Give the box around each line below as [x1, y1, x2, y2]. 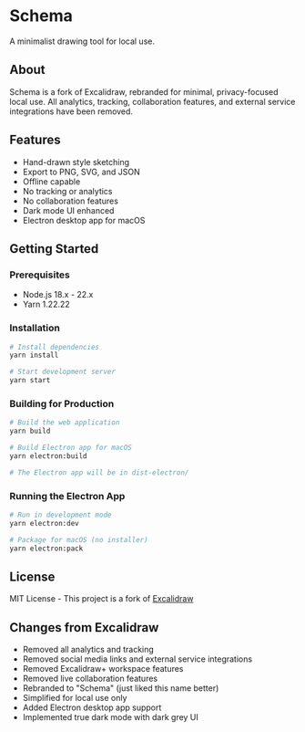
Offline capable [22, 175, 81, 187]
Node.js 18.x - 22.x [22, 289, 94, 300]
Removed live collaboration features [22, 673, 158, 685]
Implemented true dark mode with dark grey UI [22, 712, 198, 723]
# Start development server [9, 367, 117, 377]
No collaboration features [22, 195, 118, 206]
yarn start [9, 376, 51, 385]
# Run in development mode [9, 510, 112, 520]
